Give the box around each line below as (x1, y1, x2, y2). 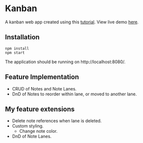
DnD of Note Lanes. (12, 133, 52, 139)
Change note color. (19, 128, 58, 134)
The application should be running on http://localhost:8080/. (5, 59, 126, 65)
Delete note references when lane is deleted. (12, 118, 102, 124)
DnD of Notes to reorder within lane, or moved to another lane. (12, 91, 137, 97)
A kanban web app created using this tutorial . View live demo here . (5, 19, 139, 25)
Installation (5, 33, 40, 41)
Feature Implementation (5, 73, 79, 81)
